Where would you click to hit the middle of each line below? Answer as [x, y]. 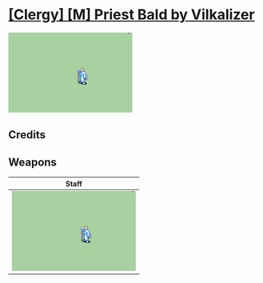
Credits [27, 135]
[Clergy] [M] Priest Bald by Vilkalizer [131, 15]
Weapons [33, 162]
